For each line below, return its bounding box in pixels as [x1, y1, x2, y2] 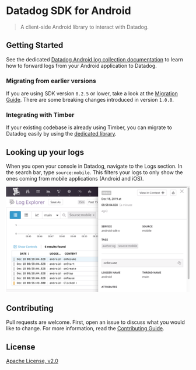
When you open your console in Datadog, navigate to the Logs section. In [6, 162, 183, 170]
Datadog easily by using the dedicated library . [6, 130, 117, 137]
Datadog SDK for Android [6, 4, 131, 18]
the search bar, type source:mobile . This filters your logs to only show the [6, 169, 183, 176]
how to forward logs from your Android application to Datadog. [6, 62, 157, 69]
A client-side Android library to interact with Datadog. [20, 23, 149, 30]
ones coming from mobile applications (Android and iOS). [6, 175, 144, 182]
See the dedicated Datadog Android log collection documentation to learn [6, 56, 184, 63]
